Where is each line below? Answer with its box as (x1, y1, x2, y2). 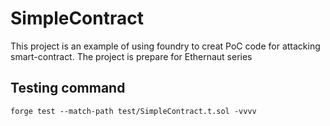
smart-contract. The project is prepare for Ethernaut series (10, 50, 253, 62)
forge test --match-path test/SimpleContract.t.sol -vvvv (10, 106, 257, 116)
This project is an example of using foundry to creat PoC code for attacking (10, 40, 321, 52)
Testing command (10, 80, 126, 97)
